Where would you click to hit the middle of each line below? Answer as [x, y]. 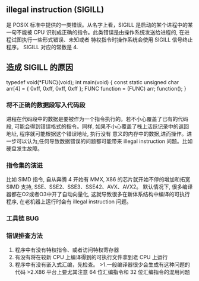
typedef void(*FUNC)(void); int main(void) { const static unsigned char [93, 82]
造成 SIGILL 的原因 [40, 68]
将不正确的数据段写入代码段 [46, 105]
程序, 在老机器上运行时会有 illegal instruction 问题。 [69, 202]
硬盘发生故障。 [24, 148]
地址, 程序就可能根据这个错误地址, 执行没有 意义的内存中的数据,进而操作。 [97, 133]
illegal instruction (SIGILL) [55, 10]
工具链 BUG [23, 219]
